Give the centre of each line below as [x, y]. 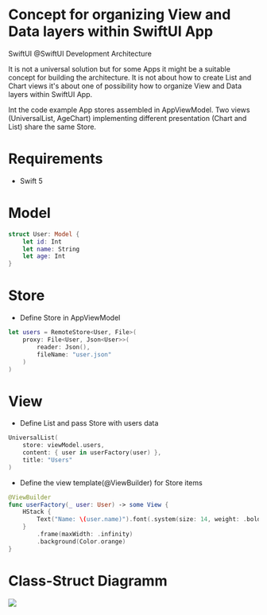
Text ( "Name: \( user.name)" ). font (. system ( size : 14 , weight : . [142, 520]
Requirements [56, 159]
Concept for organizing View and [120, 15]
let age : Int [44, 256]
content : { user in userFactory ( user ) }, [92, 453]
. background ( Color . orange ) [81, 541]
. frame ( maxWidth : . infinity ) [85, 535]
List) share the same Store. [52, 127]
